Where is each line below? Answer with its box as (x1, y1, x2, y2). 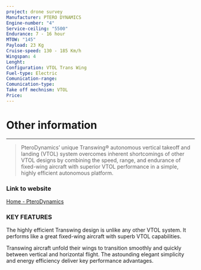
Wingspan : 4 (6, 53, 36, 59)
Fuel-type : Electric (6, 70, 58, 76)
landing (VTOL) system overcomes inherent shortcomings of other (20, 150, 185, 157)
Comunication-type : (6, 82, 55, 88)
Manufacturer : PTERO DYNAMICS (6, 14, 82, 20)
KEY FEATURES (6, 212, 53, 221)
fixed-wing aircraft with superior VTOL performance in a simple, (20, 163, 179, 170)
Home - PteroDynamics (6, 197, 64, 205)
